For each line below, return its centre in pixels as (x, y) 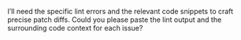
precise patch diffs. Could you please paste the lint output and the (115, 20)
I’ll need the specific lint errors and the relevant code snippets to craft (120, 11)
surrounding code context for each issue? (75, 28)
